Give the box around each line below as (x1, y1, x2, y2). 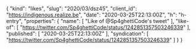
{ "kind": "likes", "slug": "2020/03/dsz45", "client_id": (6, 5, 137, 12)
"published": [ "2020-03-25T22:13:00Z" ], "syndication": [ (6, 30, 149, 37)
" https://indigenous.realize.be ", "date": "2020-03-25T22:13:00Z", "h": (6, 11, 177, 18)
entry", (6, 18, 23, 24)
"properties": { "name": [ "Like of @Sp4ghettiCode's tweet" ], (23, 18, 175, 24)
